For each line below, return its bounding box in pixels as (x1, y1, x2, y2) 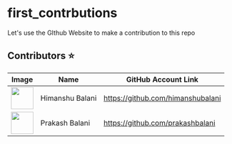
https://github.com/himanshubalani (103, 93, 221, 103)
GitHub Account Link (126, 74, 198, 84)
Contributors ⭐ (7, 50, 75, 62)
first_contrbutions (7, 5, 118, 21)
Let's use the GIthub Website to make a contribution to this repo (7, 28, 196, 37)
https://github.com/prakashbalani (103, 118, 216, 128)
